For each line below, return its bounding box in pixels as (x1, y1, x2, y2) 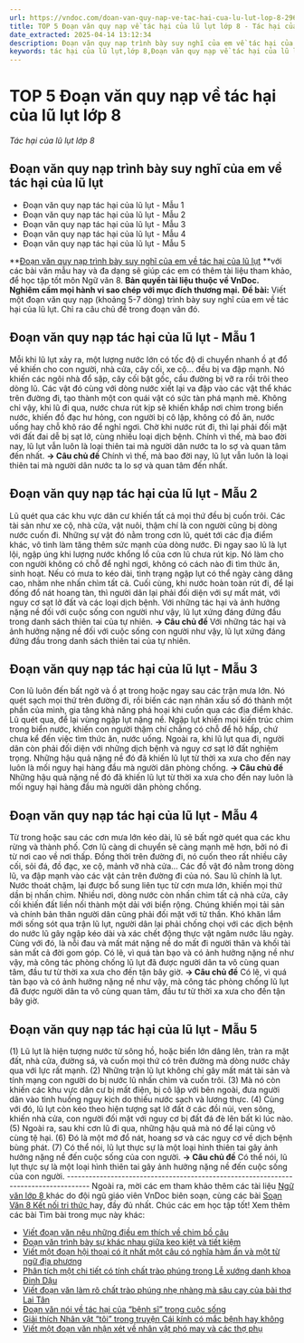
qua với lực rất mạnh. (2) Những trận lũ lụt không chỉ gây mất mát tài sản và (9, 1065, 290, 1076)
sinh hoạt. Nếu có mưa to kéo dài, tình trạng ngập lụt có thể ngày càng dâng (9, 568, 293, 579)
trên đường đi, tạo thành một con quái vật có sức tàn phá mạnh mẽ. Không (9, 392, 287, 403)
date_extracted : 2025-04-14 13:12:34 (9, 30, 152, 39)
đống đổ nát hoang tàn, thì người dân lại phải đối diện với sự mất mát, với (9, 587, 280, 598)
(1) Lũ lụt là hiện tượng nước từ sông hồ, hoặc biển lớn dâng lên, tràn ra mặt (9, 1045, 290, 1056)
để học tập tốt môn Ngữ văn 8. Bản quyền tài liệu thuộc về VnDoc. (9, 274, 260, 285)
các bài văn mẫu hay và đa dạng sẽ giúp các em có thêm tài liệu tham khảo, (9, 264, 292, 276)
